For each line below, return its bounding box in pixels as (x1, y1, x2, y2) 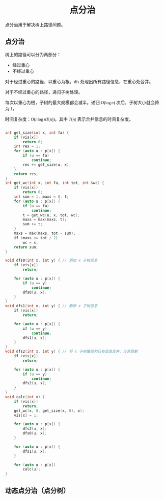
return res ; (14, 171, 38, 176)
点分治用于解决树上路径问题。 (5, 22, 65, 28)
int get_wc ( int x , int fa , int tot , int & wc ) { (5, 181, 105, 186)
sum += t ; (23, 222, 43, 227)
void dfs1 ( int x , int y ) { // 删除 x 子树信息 (5, 304, 98, 309)
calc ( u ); (23, 467, 41, 472)
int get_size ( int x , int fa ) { (5, 130, 69, 135)
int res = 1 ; (14, 144, 41, 149)
